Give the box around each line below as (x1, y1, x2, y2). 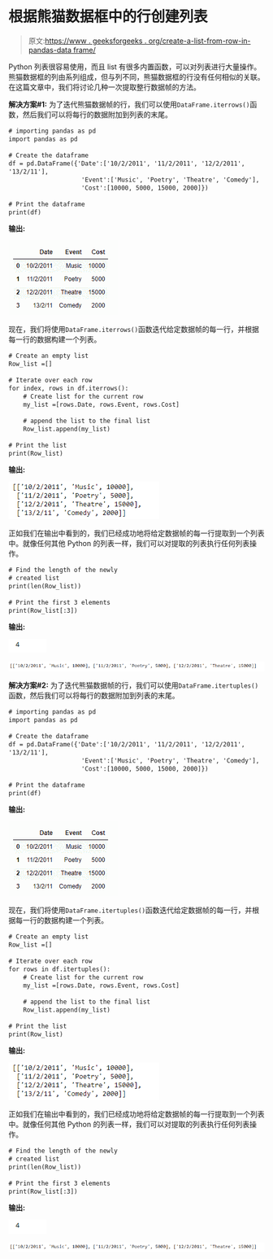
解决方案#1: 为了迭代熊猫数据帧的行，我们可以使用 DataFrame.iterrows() (8, 99, 250, 109)
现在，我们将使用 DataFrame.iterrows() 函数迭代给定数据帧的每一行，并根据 (8, 324, 260, 334)
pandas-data (28, 45, 71, 55)
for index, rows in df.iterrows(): (8, 384, 129, 392)
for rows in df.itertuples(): (8, 965, 111, 973)
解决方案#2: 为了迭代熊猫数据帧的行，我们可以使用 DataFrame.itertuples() (8, 680, 259, 690)
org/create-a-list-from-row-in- (148, 36, 251, 46)
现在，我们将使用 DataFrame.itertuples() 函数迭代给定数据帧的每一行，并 (8, 905, 253, 916)
